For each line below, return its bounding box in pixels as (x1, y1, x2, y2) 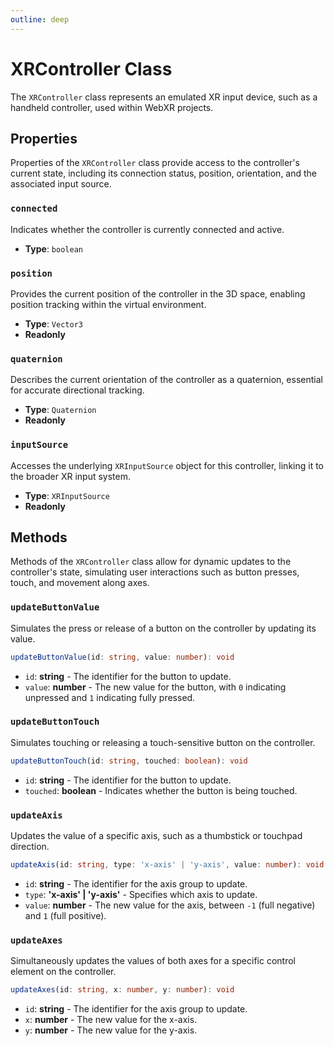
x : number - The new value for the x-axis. (24, 1014, 198, 1026)
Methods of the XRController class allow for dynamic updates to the (10, 556, 292, 568)
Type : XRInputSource (24, 489, 110, 501)
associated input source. (10, 178, 112, 190)
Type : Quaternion (24, 404, 97, 416)
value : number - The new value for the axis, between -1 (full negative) (24, 899, 316, 911)
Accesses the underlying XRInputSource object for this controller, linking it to (10, 459, 324, 471)
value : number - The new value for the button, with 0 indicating (24, 681, 287, 693)
